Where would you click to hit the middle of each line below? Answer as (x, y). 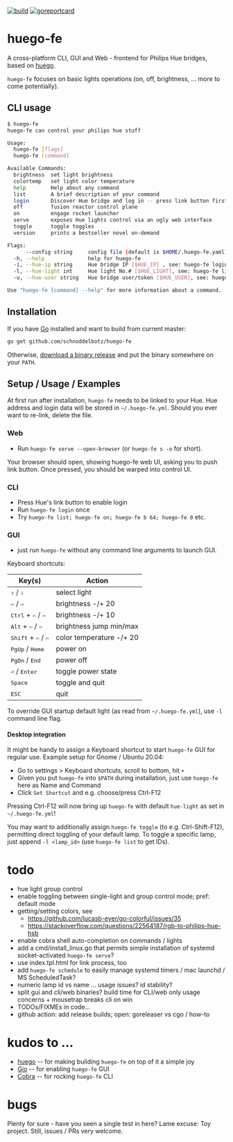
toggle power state (86, 671)
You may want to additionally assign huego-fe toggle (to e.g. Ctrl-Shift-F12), (115, 827)
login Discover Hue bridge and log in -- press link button (111, 201)
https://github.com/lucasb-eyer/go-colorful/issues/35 (104, 918)
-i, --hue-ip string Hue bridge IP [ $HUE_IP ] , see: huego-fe (111, 265)
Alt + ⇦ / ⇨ (27, 626)
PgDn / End (26, 660)
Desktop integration (36, 734)
